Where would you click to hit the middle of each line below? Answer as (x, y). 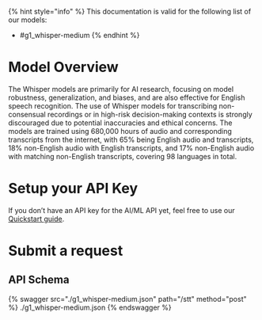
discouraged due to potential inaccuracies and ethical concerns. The (120, 123)
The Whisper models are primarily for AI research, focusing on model (121, 89)
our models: (28, 20)
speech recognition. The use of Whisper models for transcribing (113, 105)
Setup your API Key (73, 189)
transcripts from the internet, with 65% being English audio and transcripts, (131, 139)
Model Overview (63, 67)
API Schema (39, 280)
